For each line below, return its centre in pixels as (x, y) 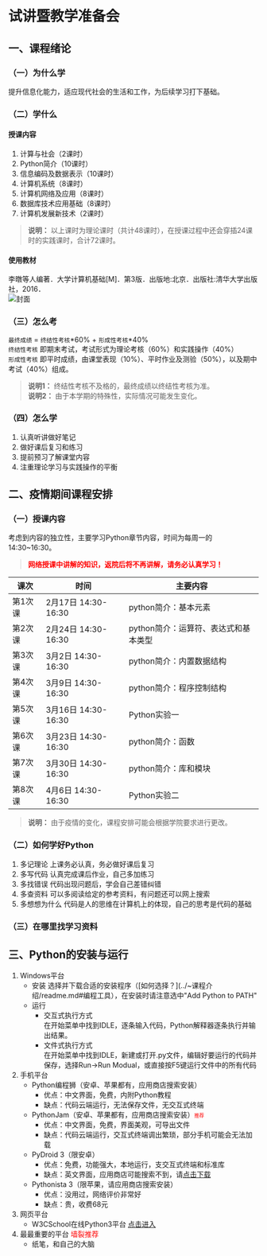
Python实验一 (154, 715)
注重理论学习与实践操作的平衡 (68, 467)
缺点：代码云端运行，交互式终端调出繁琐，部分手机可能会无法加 (148, 1134)
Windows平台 (42, 975)
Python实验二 (154, 795)
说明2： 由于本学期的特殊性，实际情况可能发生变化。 (114, 395)
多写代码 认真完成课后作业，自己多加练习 (87, 874)
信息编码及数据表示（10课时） (69, 173)
